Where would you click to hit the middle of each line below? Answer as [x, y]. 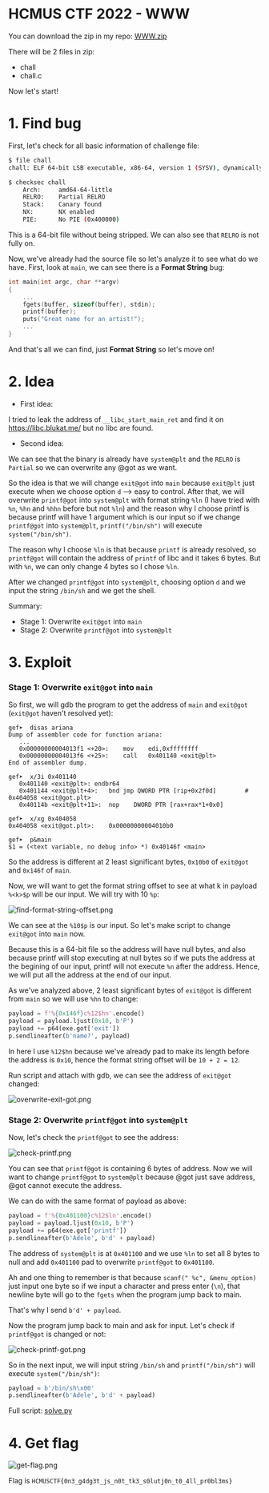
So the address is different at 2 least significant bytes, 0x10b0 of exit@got [129, 862]
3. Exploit [40, 662]
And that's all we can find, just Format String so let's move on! [111, 349]
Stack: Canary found [62, 205]
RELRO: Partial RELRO [64, 197]
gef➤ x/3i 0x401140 [43, 777]
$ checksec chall [37, 182]
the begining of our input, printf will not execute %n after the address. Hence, [134, 966]
